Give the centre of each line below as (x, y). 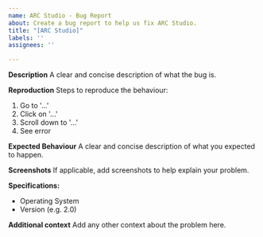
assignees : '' (32, 45)
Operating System (49, 201)
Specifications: (34, 186)
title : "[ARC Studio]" (46, 30)
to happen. (26, 155)
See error (35, 131)
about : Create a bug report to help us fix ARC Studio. (102, 23)
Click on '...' (39, 114)
